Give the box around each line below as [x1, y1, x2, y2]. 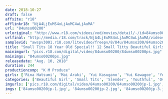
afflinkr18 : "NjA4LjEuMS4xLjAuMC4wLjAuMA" [5, 21, 95, 26]
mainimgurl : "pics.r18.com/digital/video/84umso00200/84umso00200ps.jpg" [5, 49, 162, 54]
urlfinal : [5, 35, 26, 40]
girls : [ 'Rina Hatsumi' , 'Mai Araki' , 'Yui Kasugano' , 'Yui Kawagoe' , [5, 72, 155, 77]
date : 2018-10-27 [5, 7, 41, 12]
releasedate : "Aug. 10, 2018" [5, 58, 68, 63]
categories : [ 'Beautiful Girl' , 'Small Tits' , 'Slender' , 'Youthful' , [5, 77, 155, 82]
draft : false [5, 12, 32, 17]
